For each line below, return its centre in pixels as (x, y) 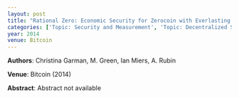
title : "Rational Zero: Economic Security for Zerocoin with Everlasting (119, 21)
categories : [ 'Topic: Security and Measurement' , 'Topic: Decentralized (117, 27)
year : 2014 (23, 34)
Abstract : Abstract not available (54, 88)
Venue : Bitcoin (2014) (39, 75)
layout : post (27, 14)
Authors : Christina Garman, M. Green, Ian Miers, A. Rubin (92, 60)
